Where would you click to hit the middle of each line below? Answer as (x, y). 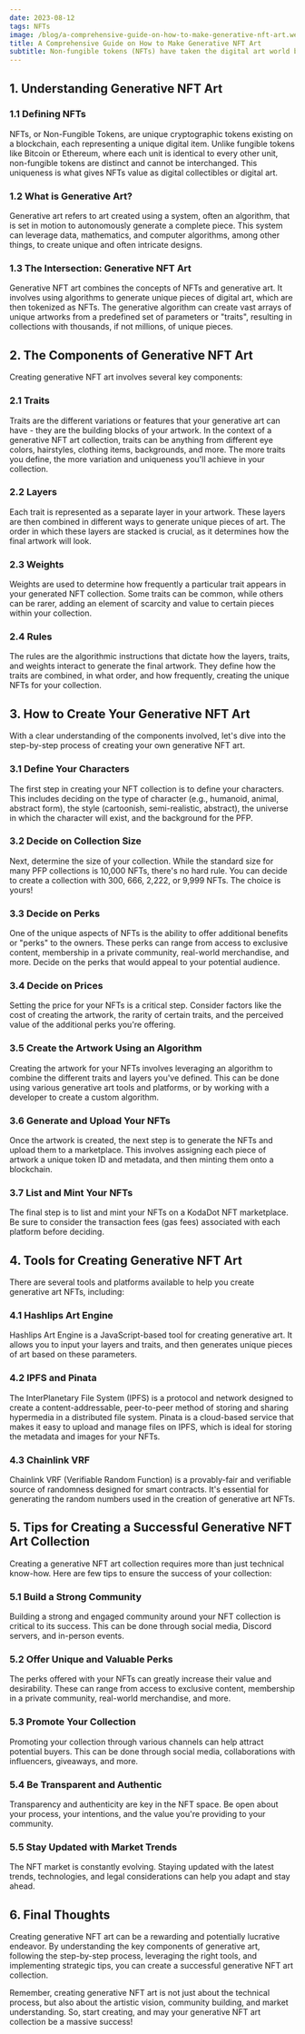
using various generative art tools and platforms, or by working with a (139, 1087)
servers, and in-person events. (67, 1636)
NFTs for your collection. (55, 686)
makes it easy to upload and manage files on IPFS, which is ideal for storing (151, 1427)
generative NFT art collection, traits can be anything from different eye (142, 439)
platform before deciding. (57, 1232)
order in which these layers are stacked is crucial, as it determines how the (149, 531)
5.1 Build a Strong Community (76, 1596)
